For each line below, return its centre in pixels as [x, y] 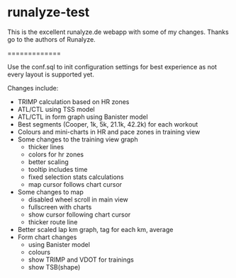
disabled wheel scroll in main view [78, 199]
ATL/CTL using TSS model [56, 109]
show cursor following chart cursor [79, 214]
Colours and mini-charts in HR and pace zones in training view [109, 132]
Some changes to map [50, 192]
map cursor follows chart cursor [75, 184]
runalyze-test [49, 12]
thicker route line [53, 222]
